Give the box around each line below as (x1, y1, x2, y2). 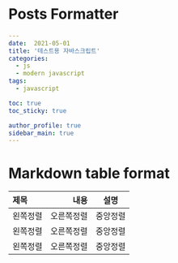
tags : (8, 77, 27, 85)
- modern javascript (15, 70, 85, 78)
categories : (8, 54, 49, 63)
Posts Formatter (8, 5, 119, 24)
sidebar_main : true (8, 129, 74, 137)
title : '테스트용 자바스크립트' (8, 46, 101, 55)
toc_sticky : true (8, 106, 67, 114)
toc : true (8, 99, 42, 107)
